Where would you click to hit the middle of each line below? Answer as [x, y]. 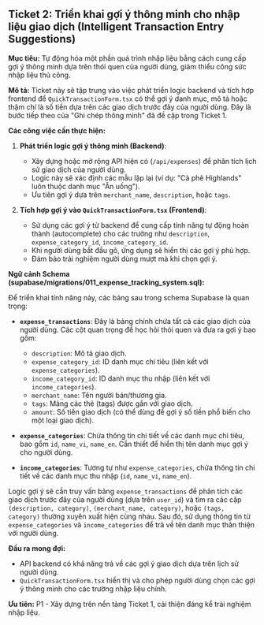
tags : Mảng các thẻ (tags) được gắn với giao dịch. [112, 404]
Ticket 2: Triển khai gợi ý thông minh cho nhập [124, 15]
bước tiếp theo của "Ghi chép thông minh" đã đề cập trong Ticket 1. [117, 115]
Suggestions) [42, 39]
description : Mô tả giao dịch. [79, 353]
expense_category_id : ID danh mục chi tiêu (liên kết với [120, 361]
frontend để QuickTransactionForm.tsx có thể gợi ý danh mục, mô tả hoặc [128, 99]
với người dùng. [33, 533]
